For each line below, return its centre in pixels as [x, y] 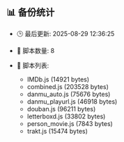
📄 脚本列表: [33, 65]
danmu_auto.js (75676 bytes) [69, 94]
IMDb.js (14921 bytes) [58, 79]
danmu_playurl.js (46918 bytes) [72, 101]
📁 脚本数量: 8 [36, 50]
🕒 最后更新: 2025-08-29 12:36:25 [65, 33]
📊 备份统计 [31, 13]
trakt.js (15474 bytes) [57, 131]
